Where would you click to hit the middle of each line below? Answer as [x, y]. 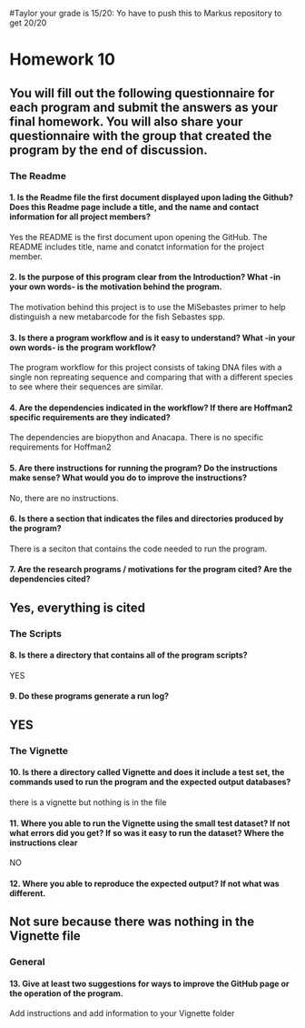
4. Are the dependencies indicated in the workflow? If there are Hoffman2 [151, 408]
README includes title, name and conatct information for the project [137, 247]
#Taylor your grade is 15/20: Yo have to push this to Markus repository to [146, 13]
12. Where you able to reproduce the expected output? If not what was [144, 883]
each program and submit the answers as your [144, 107]
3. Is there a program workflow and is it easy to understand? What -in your [152, 338]
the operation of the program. [67, 993]
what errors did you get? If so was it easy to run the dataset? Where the [147, 832]
